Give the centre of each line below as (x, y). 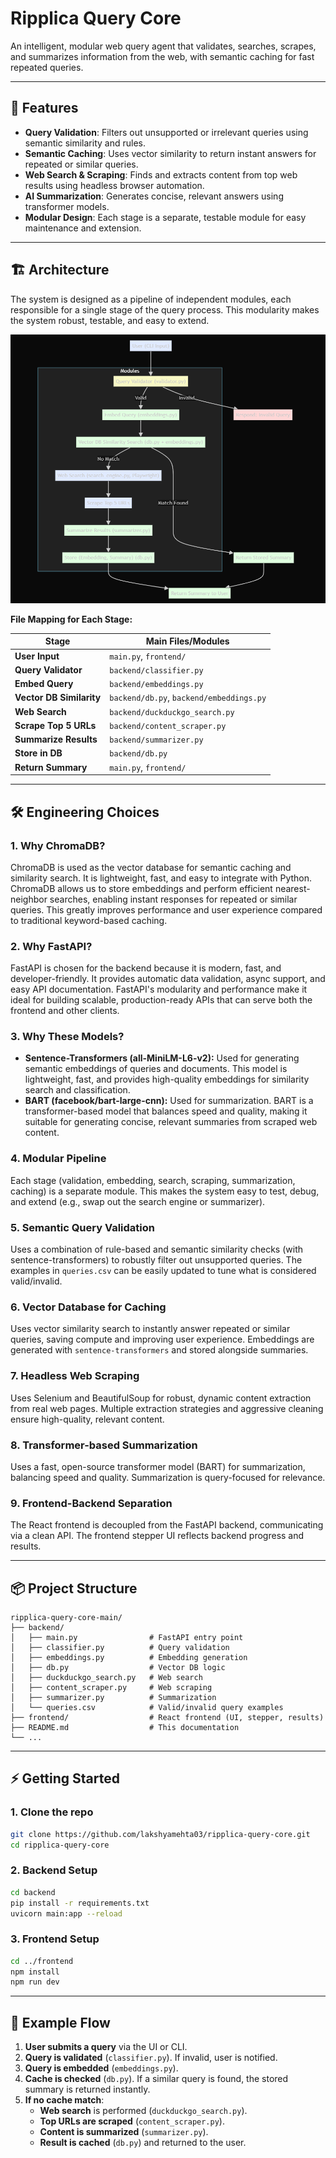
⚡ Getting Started (65, 1778)
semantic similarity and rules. (85, 143)
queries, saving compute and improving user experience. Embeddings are (162, 1339)
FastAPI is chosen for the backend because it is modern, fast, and (146, 968)
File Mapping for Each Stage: (71, 619)
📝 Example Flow (60, 2022)
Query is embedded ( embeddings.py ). (101, 2068)
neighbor (29, 899)
